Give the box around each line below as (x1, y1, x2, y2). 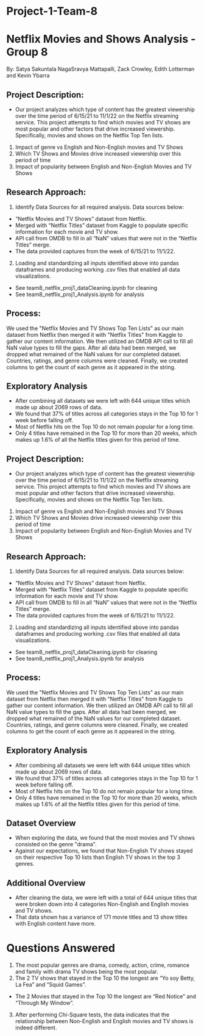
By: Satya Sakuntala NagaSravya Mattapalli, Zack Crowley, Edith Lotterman (6, 65, 195, 73)
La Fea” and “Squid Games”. (15, 981, 86, 988)
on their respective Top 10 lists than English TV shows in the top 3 (15, 854, 181, 861)
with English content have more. (15, 920, 96, 927)
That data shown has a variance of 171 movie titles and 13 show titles (15, 913, 188, 921)
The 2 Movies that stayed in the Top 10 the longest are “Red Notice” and (15, 993, 197, 1000)
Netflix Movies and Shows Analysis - (6, 32, 196, 46)
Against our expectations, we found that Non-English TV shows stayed (15, 847, 193, 855)
